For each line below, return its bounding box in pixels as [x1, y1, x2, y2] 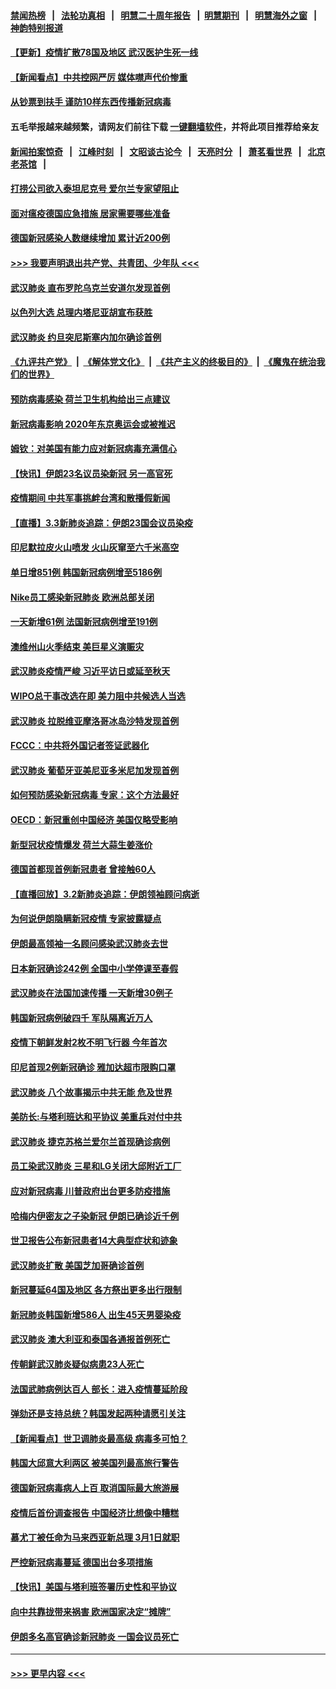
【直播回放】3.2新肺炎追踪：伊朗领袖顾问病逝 [10, 888, 200, 900]
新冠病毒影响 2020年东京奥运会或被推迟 [10, 418, 176, 430]
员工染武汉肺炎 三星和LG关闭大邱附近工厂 [10, 1160, 182, 1172]
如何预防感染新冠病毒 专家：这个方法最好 [10, 789, 180, 801]
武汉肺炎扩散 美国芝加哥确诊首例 [10, 1259, 145, 1271]
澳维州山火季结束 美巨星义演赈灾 [10, 640, 145, 652]
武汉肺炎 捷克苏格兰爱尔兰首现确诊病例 [10, 1135, 171, 1147]
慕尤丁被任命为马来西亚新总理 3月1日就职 [10, 1531, 180, 1544]
